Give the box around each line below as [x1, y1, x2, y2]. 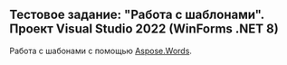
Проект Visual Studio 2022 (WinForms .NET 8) [9, 22, 279, 37]
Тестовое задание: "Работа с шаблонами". [9, 7, 264, 23]
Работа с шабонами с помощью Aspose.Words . [9, 45, 193, 56]
